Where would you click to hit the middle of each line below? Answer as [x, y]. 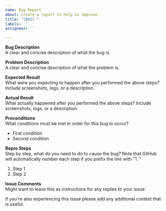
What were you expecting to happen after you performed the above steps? [82, 83]
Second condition [31, 139]
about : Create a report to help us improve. [52, 15]
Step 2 [19, 174]
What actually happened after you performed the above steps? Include [78, 103]
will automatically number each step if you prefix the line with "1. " [73, 159]
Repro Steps [18, 148]
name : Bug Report [23, 10]
